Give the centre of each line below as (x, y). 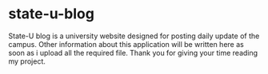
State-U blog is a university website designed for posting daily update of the (134, 36)
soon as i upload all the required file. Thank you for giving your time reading (133, 53)
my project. (27, 61)
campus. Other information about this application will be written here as (126, 44)
